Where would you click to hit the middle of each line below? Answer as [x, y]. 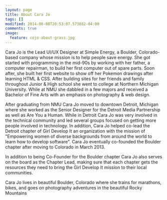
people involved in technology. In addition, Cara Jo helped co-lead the [77, 125]
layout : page [19, 10]
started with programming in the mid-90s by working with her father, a [78, 63]
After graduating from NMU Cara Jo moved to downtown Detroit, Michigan [82, 104]
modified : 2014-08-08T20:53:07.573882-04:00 [52, 24]
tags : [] [14, 19]
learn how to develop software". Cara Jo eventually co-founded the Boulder [83, 141]
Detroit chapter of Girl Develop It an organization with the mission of [75, 131]
